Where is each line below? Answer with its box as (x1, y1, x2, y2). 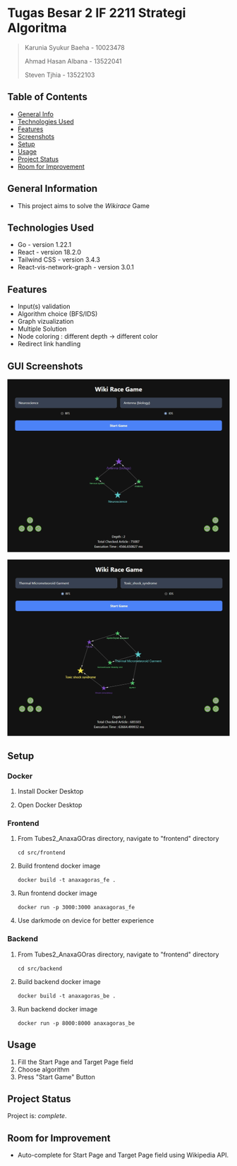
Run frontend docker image (17, 889, 97, 897)
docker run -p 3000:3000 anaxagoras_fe (17, 904, 135, 911)
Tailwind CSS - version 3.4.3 (17, 255, 101, 264)
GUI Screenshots (7, 360, 83, 372)
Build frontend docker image (17, 862, 101, 870)
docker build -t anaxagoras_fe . (17, 877, 116, 884)
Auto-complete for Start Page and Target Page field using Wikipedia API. (17, 1151, 229, 1160)
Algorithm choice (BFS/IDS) (17, 310, 98, 318)
